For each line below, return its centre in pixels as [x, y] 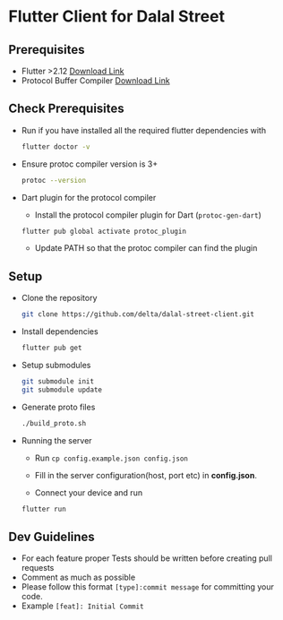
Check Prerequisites [66, 109]
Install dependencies [60, 332]
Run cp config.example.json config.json [111, 458]
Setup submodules [56, 365]
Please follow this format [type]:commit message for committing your [147, 587]
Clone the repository [59, 298]
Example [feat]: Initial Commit [82, 606]
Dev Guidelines [51, 536]
